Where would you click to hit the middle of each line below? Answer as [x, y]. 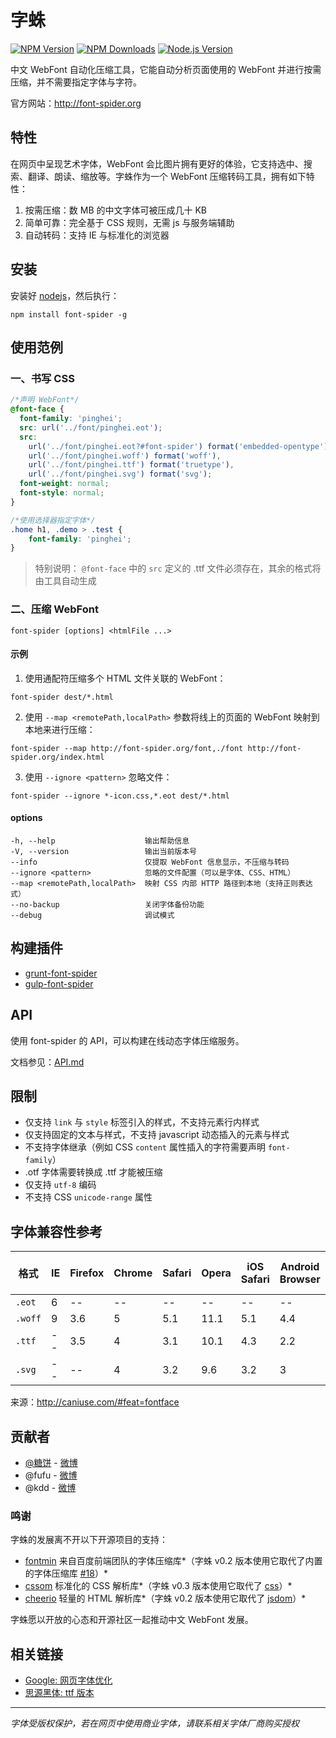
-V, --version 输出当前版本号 [103, 851]
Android [300, 1267]
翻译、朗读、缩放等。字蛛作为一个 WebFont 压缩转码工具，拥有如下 [167, 176]
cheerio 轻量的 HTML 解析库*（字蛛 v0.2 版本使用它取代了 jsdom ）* [165, 1598]
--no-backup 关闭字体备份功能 [107, 904]
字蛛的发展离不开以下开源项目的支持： [89, 1540]
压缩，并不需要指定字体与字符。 [76, 82]
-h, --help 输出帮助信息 [100, 841]
